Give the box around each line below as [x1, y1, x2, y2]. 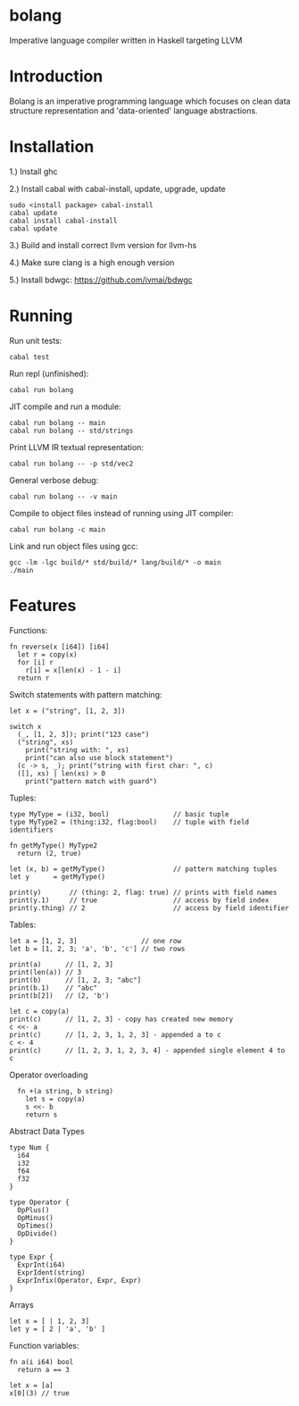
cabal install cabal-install [9, 216, 118, 225]
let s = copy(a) [25, 1094, 87, 1103]
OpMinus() [17, 1213, 54, 1222]
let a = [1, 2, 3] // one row [9, 936, 181, 945]
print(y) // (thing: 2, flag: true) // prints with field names [9, 888, 278, 897]
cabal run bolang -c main [9, 524, 105, 534]
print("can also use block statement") [25, 753, 174, 762]
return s [25, 1109, 58, 1119]
